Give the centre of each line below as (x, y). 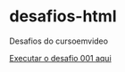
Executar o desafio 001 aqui (60, 58)
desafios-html (63, 16)
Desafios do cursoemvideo (59, 41)
